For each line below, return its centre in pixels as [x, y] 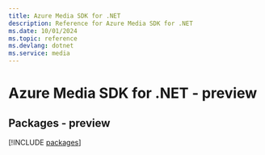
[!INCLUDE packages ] [45, 142]
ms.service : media [39, 53]
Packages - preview [59, 123]
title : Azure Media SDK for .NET [65, 16]
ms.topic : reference [43, 38]
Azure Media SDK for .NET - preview [133, 93]
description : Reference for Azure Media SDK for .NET [101, 23]
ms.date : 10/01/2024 [43, 31]
